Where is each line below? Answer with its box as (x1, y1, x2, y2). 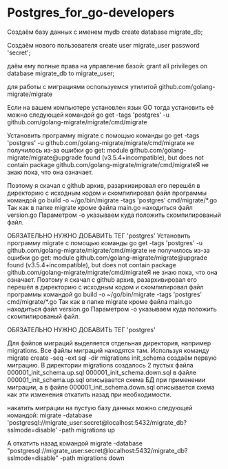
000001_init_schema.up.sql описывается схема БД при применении (7, 375, 205, 384)
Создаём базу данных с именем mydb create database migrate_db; (7, 28, 203, 36)
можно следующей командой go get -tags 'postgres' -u (7, 111, 170, 119)
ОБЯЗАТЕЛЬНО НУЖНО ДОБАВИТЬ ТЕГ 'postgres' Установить (7, 231, 191, 240)
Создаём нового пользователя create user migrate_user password (7, 41, 200, 49)
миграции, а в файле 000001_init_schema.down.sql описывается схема (7, 383, 215, 391)
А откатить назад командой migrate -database (7, 439, 143, 447)
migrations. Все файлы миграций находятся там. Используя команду (7, 346, 209, 354)
